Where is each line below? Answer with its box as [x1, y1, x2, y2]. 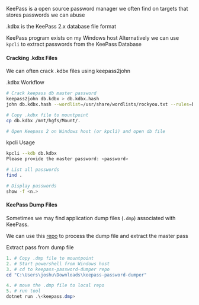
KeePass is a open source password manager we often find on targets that [6, 5, 188, 12]
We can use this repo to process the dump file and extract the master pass [6, 232, 188, 239]
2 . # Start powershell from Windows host [6, 260, 110, 266]
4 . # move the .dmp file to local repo [6, 282, 105, 288]
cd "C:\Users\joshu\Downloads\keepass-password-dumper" [6, 272, 147, 278]
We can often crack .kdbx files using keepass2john [6, 68, 131, 75]
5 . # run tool [6, 288, 41, 294]
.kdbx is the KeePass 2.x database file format [6, 23, 117, 30]
